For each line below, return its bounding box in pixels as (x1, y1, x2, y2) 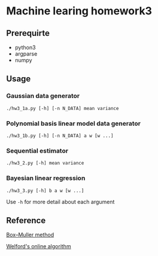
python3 (14, 44, 36, 51)
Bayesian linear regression (6, 174, 86, 182)
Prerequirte (6, 28, 50, 38)
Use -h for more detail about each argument (6, 198, 115, 205)
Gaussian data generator (6, 92, 80, 100)
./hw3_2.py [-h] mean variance (6, 160, 84, 166)
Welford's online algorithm (6, 243, 71, 250)
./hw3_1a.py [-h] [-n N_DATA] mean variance (6, 105, 119, 111)
